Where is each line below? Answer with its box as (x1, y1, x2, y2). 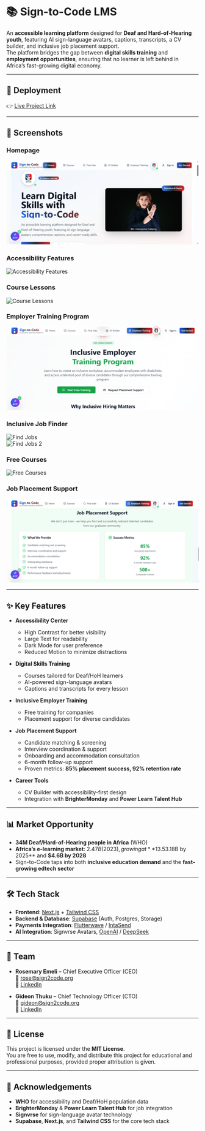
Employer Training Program (6, 312, 90, 321)
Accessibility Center (15, 617, 69, 625)
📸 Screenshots (6, 128, 63, 138)
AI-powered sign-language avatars (24, 678, 112, 686)
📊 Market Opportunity (6, 819, 94, 830)
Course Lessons (6, 283, 56, 291)
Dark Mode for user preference (24, 642, 103, 649)
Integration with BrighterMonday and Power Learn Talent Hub (24, 795, 182, 803)
